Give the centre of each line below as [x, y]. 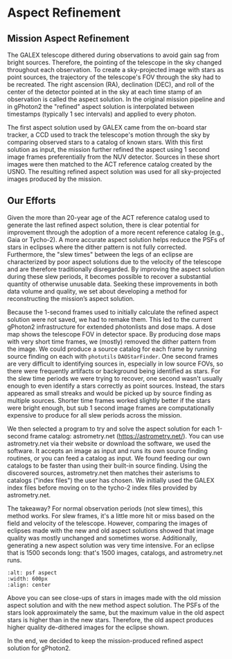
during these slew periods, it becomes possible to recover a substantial [109, 276]
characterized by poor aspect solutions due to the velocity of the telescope [114, 262]
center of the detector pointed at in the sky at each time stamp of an [105, 92]
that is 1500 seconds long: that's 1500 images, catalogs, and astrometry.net [115, 552]
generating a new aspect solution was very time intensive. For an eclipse [111, 545]
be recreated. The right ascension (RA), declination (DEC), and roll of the [111, 84]
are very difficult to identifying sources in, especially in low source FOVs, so [115, 363]
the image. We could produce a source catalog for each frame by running [112, 349]
